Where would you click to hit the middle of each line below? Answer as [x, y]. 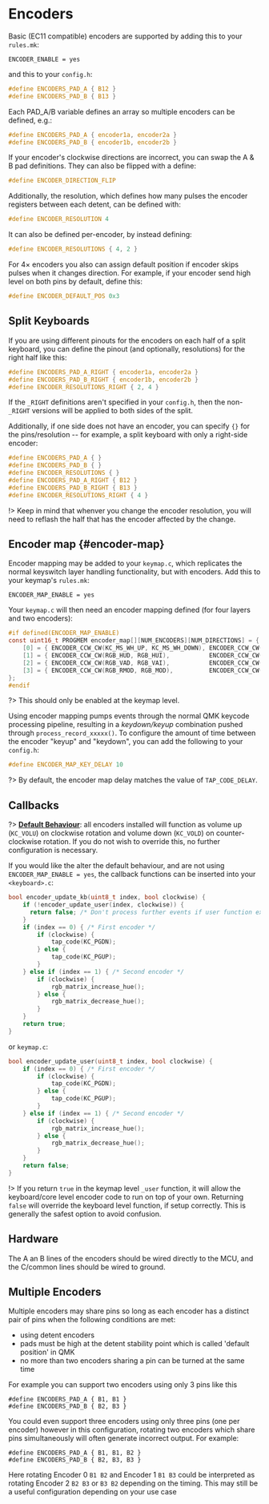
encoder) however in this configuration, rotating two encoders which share [132, 1430]
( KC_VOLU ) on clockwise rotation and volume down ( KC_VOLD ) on [111, 833]
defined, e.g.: [30, 120]
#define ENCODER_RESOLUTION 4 [59, 219]
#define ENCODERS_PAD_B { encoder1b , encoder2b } [93, 142]
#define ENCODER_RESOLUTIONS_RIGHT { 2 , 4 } [84, 387]
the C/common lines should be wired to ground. [87, 1267]
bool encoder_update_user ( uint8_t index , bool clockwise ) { [111, 1061]
